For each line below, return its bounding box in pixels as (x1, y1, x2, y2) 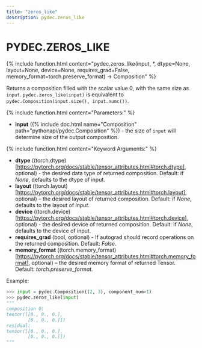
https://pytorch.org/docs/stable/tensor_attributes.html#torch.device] (17, 214, 187, 222)
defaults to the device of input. (14, 227, 91, 235)
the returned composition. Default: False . (14, 240, 117, 247)
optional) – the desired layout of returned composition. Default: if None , (14, 195, 192, 202)
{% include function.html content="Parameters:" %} (6, 109, 135, 116)
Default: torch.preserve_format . (14, 266, 93, 273)
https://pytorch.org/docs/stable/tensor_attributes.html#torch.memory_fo (17, 253, 196, 260)
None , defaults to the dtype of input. (14, 176, 105, 184)
